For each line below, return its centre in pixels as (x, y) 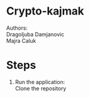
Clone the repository (40, 88)
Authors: (17, 28)
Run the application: (40, 82)
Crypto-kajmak (45, 11)
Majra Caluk (21, 41)
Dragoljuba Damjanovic (35, 34)
